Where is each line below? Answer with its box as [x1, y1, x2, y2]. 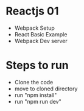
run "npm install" [14, 91, 57, 98]
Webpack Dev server [14, 37, 68, 44]
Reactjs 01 [5, 4, 59, 18]
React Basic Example [14, 30, 68, 38]
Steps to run [5, 59, 69, 72]
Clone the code [14, 78, 54, 86]
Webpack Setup [14, 24, 55, 32]
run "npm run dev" [14, 98, 61, 105]
